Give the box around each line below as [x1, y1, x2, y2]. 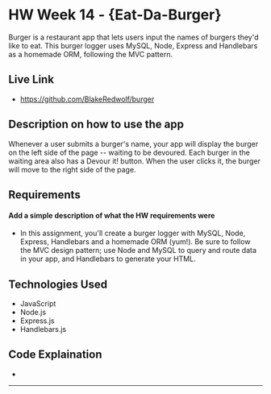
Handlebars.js [19, 324, 67, 334]
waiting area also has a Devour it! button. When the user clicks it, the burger [8, 156, 261, 166]
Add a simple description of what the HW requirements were [8, 210, 215, 220]
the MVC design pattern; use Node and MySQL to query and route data [19, 246, 256, 255]
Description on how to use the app [8, 118, 184, 131]
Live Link [8, 73, 55, 86]
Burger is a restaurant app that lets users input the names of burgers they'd [8, 32, 259, 42]
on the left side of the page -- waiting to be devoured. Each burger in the [8, 147, 250, 157]
